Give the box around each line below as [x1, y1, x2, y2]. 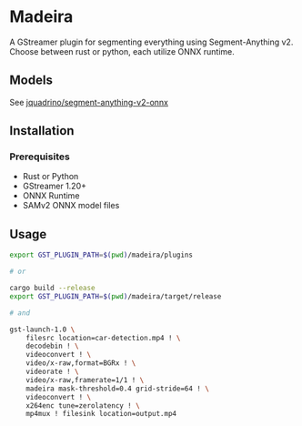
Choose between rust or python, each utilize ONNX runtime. [9, 46, 235, 56]
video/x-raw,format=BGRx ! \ [25, 359, 136, 368]
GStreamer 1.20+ [22, 180, 86, 192]
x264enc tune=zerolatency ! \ [25, 401, 141, 411]
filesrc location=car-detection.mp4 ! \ [25, 333, 181, 342]
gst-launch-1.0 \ [9, 325, 75, 334]
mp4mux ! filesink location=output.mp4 [25, 410, 177, 419]
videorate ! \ [25, 367, 79, 376]
